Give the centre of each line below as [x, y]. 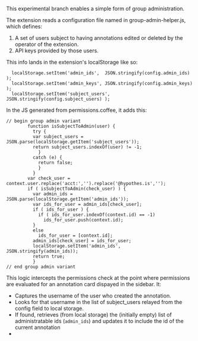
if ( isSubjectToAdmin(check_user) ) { [77, 189]
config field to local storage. [49, 308]
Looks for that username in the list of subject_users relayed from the [98, 302]
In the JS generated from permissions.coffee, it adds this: [77, 110]
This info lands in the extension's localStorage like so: [72, 62]
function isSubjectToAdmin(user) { [72, 126]
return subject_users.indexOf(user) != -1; [87, 147]
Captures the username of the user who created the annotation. [93, 296]
